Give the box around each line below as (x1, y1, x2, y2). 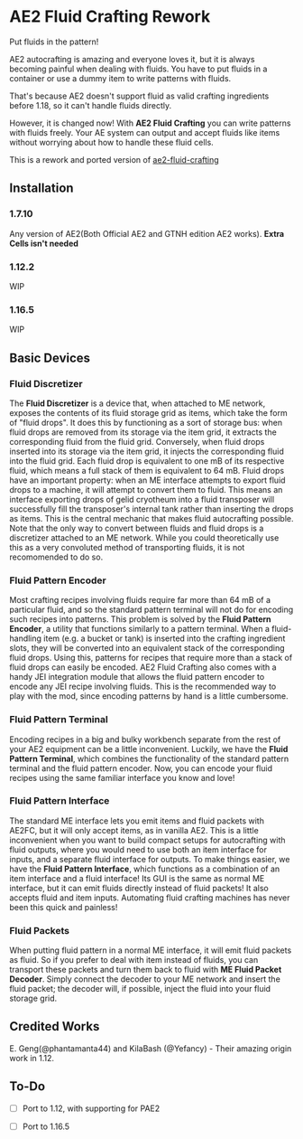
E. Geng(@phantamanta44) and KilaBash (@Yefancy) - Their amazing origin (9, 1042, 292, 1054)
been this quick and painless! (9, 901, 118, 912)
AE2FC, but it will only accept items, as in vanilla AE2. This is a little (9, 824, 259, 835)
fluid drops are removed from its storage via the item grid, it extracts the (9, 427, 277, 438)
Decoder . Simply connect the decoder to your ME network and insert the (9, 974, 281, 984)
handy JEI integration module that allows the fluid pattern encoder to (9, 672, 265, 682)
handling (9, 633, 42, 644)
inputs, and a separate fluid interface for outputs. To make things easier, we (9, 853, 290, 864)
